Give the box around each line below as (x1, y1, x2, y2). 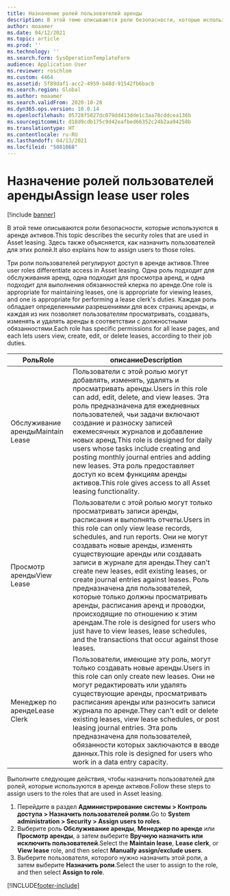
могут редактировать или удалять (73, 680, 187, 689)
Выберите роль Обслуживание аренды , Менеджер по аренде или (16, 824, 215, 832)
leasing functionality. (73, 486, 140, 496)
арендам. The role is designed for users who (73, 617, 216, 627)
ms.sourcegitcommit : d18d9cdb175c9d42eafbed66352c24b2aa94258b (7, 118, 192, 125)
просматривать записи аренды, (73, 506, 179, 516)
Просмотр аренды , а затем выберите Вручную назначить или (16, 832, 203, 840)
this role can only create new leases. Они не (73, 671, 216, 681)
